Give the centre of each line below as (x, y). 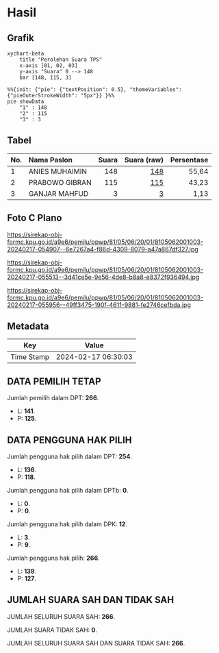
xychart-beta (26, 53)
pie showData (26, 101)
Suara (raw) (144, 160)
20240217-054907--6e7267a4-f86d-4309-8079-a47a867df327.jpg (103, 249)
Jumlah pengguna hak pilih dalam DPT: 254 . (69, 456)
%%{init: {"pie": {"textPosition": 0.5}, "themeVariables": (95, 90)
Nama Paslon (51, 160)
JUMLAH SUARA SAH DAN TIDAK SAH (91, 600)
